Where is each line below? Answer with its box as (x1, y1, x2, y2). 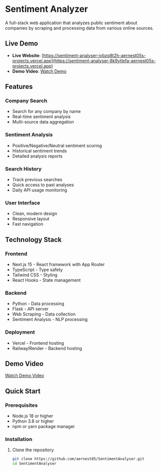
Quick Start (5, 387, 41, 395)
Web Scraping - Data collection (12, 311, 76, 317)
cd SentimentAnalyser (12, 461, 56, 466)
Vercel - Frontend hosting (12, 340, 64, 346)
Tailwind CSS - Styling (12, 272, 57, 278)
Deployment (5, 329, 35, 336)
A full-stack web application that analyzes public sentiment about (5, 20, 137, 26)
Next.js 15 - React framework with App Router (12, 262, 105, 268)
